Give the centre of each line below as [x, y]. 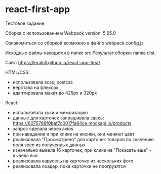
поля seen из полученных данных [49, 145]
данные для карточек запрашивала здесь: [58, 118]
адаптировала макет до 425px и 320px [55, 93]
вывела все [25, 155]
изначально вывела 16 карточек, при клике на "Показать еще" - [82, 150]
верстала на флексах [35, 88]
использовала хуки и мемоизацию [50, 112]
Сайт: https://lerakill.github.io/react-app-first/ [53, 62]
